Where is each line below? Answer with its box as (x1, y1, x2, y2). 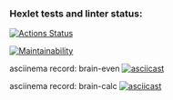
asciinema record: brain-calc (9, 81, 117, 92)
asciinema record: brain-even (9, 63, 120, 75)
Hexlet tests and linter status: (9, 7, 143, 20)
